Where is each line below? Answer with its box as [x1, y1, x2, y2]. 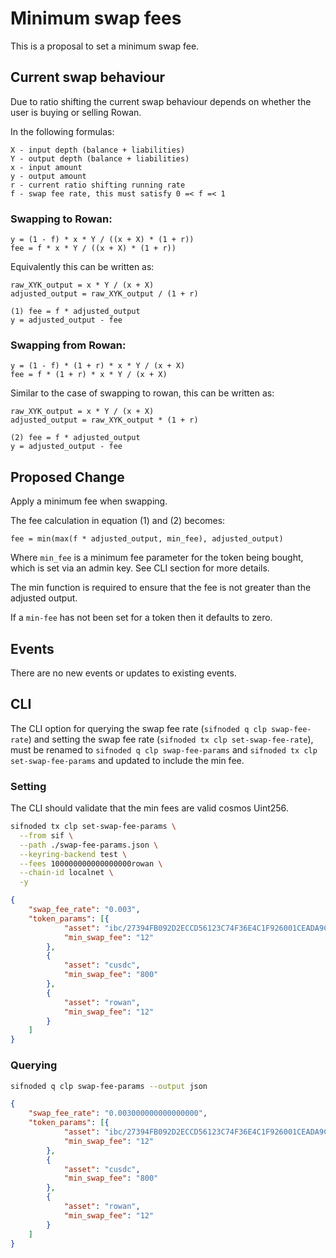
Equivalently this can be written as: [10, 261, 155, 273]
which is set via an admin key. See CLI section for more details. [10, 562, 270, 574]
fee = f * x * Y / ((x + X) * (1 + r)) [10, 243, 177, 254]
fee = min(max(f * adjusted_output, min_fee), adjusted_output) [10, 534, 284, 544]
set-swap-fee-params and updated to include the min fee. [10, 754, 245, 766]
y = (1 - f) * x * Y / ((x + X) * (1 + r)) [10, 235, 195, 245]
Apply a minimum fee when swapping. [10, 495, 168, 507]
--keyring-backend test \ [19, 849, 128, 859]
